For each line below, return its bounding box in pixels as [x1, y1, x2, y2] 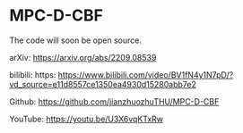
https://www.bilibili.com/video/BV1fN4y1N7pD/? [57, 69, 234, 80]
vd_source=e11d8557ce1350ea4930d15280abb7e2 [9, 79, 197, 89]
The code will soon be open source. [9, 35, 142, 46]
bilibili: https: [9, 69, 56, 80]
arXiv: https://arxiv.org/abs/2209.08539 [9, 52, 157, 62]
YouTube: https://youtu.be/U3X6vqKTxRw [9, 113, 164, 124]
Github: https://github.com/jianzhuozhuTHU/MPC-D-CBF [9, 96, 220, 107]
